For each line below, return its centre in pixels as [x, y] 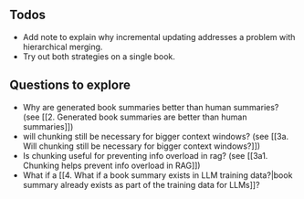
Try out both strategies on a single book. [99, 56]
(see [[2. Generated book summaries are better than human [135, 117]
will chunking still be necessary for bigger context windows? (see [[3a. [156, 136]
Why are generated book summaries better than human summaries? [151, 107]
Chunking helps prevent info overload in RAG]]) [111, 165]
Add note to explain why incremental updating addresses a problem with [159, 37]
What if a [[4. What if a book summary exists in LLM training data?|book [157, 175]
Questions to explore [70, 85]
